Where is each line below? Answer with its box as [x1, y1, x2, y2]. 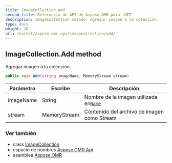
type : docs [5, 21, 29, 27]
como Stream [84, 114, 117, 121]
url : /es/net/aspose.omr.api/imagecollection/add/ [5, 31, 116, 36]
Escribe [51, 85, 70, 92]
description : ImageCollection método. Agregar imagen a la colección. [5, 17, 159, 22]
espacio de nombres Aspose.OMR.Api [12, 146, 93, 153]
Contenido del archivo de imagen [84, 108, 164, 115]
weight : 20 [5, 26, 29, 32]
